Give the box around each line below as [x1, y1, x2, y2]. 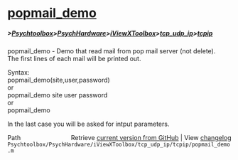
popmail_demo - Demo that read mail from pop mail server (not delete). [7, 47, 216, 55]
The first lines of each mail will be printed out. [7, 55, 141, 63]
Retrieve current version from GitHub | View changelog [70, 134, 232, 142]
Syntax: [7, 68, 30, 77]
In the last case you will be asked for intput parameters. [7, 119, 170, 129]
